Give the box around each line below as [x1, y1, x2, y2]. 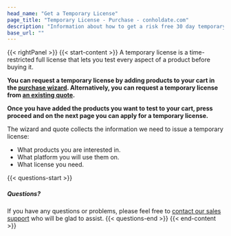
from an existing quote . [7, 91, 76, 99]
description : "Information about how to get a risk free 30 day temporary [7, 23, 226, 30]
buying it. [7, 63, 34, 71]
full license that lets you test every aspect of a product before [36, 56, 211, 64]
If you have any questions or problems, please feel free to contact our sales [7, 207, 221, 215]
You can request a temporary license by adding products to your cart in [7, 77, 215, 85]
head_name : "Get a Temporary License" [7, 10, 118, 17]
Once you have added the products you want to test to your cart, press [7, 104, 213, 112]
